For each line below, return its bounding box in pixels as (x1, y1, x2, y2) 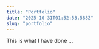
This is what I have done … (6, 37, 73, 45)
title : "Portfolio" (6, 9, 56, 15)
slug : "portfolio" (6, 20, 53, 26)
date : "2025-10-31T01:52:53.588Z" (6, 15, 94, 21)
